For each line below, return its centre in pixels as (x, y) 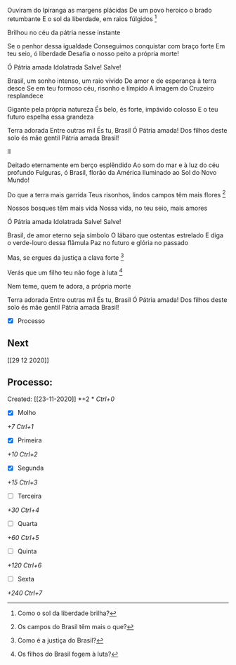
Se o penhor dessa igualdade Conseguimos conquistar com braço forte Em (116, 46)
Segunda (31, 468)
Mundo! (19, 180)
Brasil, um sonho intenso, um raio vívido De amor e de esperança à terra (112, 81)
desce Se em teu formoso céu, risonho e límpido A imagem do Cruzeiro (111, 88)
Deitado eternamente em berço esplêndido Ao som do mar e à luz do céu (113, 165)
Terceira (29, 496)
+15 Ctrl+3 (22, 482)
